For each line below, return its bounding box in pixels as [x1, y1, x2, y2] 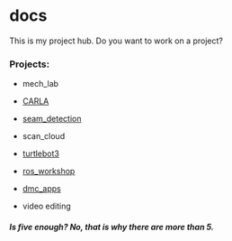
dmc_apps [22, 183, 61, 194]
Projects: [9, 58, 50, 70]
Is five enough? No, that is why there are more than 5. [9, 221, 214, 232]
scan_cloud [22, 131, 66, 142]
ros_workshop [22, 166, 76, 177]
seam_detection [22, 114, 82, 125]
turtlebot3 [22, 148, 60, 159]
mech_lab [22, 79, 59, 89]
